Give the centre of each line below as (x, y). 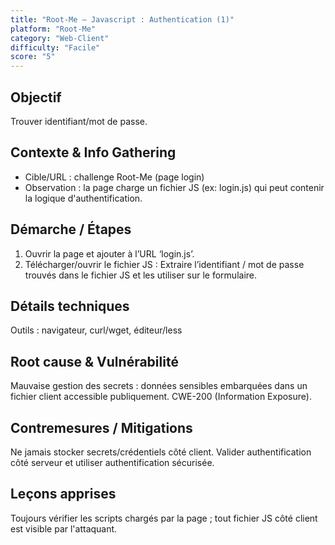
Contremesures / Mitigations (101, 427)
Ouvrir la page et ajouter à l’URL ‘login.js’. (109, 253)
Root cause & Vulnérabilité (94, 361)
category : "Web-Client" (60, 38)
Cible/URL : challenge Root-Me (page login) (114, 177)
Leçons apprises (63, 494)
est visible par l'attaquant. (64, 528)
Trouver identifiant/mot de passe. (79, 121)
